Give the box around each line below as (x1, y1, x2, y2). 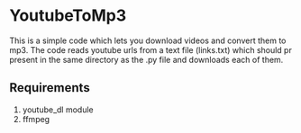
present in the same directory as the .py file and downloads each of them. (9, 54, 284, 65)
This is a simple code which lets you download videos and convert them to (9, 35, 287, 46)
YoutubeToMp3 (9, 5, 127, 26)
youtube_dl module (22, 104, 95, 115)
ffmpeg (22, 113, 50, 124)
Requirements (9, 80, 90, 95)
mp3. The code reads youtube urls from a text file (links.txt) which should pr (9, 44, 293, 55)
